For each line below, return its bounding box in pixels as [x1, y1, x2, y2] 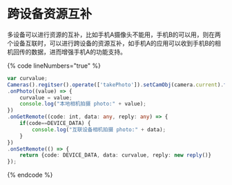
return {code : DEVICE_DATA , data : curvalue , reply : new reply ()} [19, 152, 212, 159]
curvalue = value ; [19, 94, 72, 101]
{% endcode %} [7, 171, 53, 179]
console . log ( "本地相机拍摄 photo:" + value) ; [19, 101, 147, 108]
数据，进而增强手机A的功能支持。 [30, 48, 126, 56]
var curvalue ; [7, 75, 48, 81]
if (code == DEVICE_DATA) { [19, 120, 91, 127]
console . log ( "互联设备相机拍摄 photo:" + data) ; [32, 126, 166, 133]
